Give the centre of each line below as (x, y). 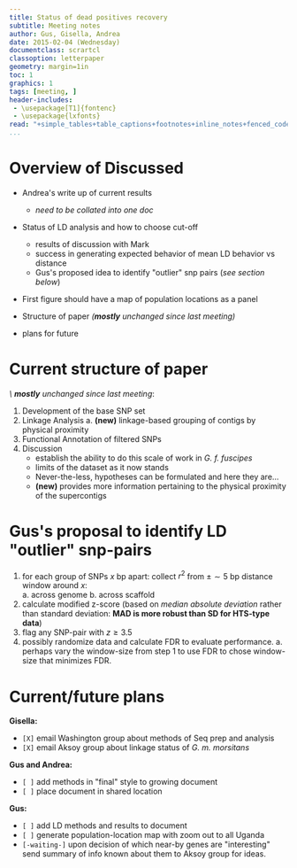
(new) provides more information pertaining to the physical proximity (161, 486)
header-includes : (41, 100)
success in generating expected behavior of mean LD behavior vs (155, 253)
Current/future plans (87, 697)
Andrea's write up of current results (87, 192)
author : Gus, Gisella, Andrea (65, 34)
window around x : (55, 585)
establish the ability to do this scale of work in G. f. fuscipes (144, 458)
